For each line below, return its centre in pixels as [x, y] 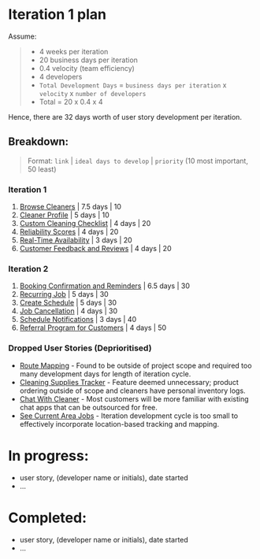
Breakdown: [39, 142]
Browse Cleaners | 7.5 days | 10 [71, 207]
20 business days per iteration [88, 60]
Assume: [22, 36]
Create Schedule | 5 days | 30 [68, 303]
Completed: [48, 518]
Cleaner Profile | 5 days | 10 [65, 215]
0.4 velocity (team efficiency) [87, 68]
